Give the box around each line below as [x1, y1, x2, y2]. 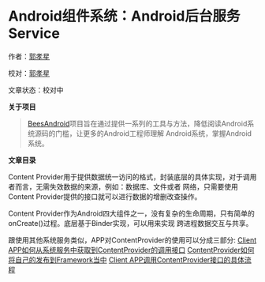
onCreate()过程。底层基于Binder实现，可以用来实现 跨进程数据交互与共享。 [8, 218, 253, 227]
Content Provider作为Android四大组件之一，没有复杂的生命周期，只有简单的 [8, 209, 255, 218]
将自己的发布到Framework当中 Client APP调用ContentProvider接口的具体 [8, 254, 245, 265]
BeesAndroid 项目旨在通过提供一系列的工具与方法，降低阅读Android [27, 118, 248, 128]
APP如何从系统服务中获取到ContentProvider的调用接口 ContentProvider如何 [8, 245, 255, 254]
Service [8, 24, 61, 43]
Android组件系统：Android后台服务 [8, 7, 241, 25]
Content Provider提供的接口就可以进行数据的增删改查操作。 [8, 191, 202, 201]
